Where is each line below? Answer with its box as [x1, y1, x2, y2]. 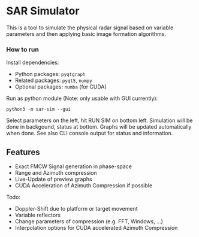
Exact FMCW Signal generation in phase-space [14, 163, 132, 170]
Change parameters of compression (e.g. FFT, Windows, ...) [14, 218, 164, 225]
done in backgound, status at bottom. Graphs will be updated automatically [6, 123, 192, 130]
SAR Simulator [6, 4, 80, 18]
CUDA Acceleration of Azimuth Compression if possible [14, 182, 153, 189]
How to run [6, 45, 39, 53]
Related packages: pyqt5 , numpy [14, 77, 92, 84]
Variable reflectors [14, 211, 61, 219]
